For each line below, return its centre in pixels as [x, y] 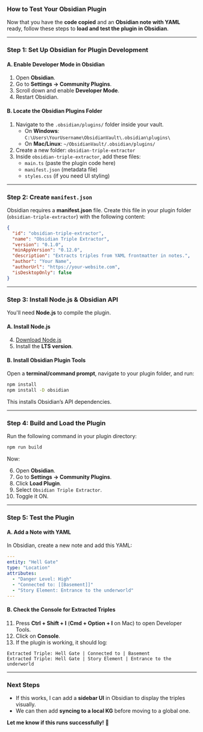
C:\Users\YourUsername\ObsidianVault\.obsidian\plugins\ [98, 138]
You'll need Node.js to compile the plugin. [59, 313]
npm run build [25, 447]
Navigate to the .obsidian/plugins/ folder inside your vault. [90, 124]
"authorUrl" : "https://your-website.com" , [66, 267]
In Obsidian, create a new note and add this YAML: [70, 545]
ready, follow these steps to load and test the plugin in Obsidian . [88, 28]
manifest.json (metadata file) [61, 169]
